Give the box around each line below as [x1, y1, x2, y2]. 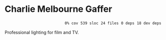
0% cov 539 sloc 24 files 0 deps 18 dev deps [65, 21, 162, 26]
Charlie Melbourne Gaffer [4, 3, 112, 15]
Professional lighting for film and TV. [4, 29, 79, 35]
